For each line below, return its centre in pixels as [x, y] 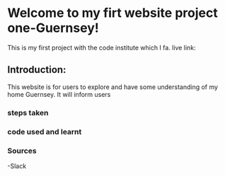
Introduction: [37, 70]
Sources [22, 151]
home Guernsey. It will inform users [59, 94]
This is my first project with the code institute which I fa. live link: [102, 47]
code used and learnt [45, 131]
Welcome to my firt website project [112, 13]
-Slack [17, 166]
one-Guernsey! [53, 28]
